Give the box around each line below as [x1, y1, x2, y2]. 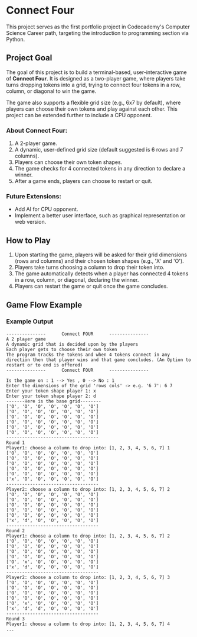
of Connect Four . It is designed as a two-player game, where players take [6, 75, 186, 82]
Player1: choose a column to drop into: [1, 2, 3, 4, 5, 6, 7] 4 [6, 621, 170, 627]
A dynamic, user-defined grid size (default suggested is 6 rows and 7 [14, 146, 183, 153]
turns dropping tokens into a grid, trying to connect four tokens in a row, [6, 81, 181, 88]
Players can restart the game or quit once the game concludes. [14, 282, 168, 290]
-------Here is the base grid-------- [6, 398, 101, 404]
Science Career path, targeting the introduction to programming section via [6, 29, 189, 36]
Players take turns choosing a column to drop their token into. [14, 264, 165, 271]
